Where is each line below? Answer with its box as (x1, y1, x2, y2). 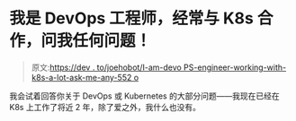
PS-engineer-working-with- (183, 62, 286, 73)
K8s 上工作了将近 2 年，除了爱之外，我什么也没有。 (9, 101, 201, 112)
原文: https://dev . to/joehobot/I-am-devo (31, 62, 182, 73)
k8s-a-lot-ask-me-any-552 (31, 72, 132, 82)
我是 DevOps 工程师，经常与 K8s (9, 8, 255, 29)
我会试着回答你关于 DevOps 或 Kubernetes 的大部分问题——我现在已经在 (9, 91, 281, 101)
